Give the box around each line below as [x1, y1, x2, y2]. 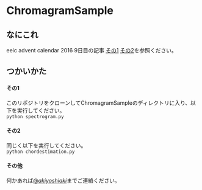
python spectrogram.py [6, 113, 64, 119]
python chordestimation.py [6, 149, 75, 155]
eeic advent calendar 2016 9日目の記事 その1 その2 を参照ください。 [6, 47, 177, 54]
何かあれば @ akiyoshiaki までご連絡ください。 [6, 177, 120, 184]
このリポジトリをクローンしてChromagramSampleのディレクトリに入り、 [6, 99, 191, 107]
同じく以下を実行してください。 [6, 141, 87, 149]
